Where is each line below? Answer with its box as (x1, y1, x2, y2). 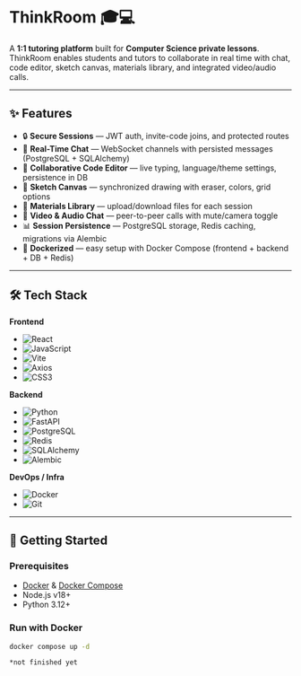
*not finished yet (9, 658, 78, 667)
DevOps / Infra (9, 471, 64, 482)
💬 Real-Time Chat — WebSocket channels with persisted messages (21, 143, 273, 154)
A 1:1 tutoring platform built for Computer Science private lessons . (9, 42, 260, 54)
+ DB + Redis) (21, 252, 74, 263)
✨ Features (9, 106, 73, 121)
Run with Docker (9, 621, 83, 634)
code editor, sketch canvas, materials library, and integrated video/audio (9, 62, 277, 73)
